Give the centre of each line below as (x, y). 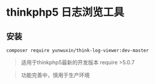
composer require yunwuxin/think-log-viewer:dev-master (77, 50)
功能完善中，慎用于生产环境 (55, 75)
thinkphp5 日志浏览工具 (65, 12)
